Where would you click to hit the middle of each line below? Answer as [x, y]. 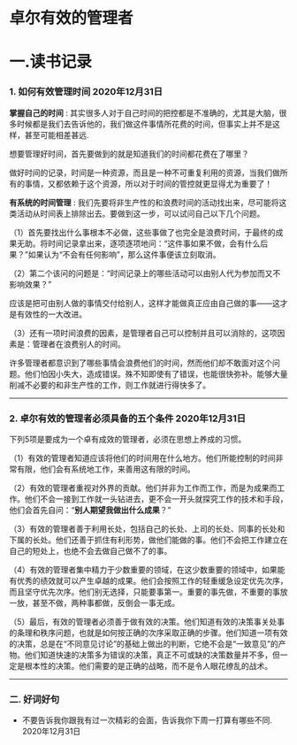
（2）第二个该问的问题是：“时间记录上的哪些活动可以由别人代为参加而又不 [145, 273]
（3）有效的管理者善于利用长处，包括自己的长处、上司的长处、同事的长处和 [147, 528]
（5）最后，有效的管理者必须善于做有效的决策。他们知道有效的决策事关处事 [147, 621]
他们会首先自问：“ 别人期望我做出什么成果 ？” [90, 510]
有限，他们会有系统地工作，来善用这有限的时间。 [106, 469]
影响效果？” [30, 284]
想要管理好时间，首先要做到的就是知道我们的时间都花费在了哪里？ [129, 154]
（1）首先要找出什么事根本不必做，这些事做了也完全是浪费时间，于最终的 [142, 232]
